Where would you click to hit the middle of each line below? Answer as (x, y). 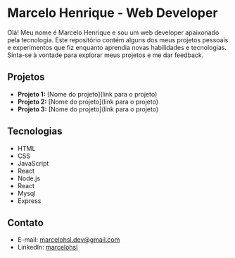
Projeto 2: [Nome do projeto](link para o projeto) (88, 102)
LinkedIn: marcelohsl (47, 247)
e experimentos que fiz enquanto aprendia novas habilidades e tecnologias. (117, 47)
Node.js (29, 178)
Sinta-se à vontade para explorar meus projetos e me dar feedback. (106, 55)
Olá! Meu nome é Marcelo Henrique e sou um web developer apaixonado (113, 32)
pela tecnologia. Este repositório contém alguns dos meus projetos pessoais (118, 39)
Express (29, 201)
